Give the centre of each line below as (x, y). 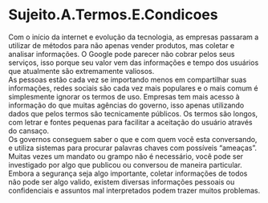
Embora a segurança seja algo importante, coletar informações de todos (128, 173)
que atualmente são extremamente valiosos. (81, 71)
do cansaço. (29, 131)
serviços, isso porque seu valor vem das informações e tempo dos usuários (134, 63)
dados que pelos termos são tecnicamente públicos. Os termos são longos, (133, 113)
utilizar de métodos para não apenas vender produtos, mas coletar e (122, 45)
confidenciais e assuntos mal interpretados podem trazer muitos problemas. (134, 190)
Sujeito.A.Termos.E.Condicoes (113, 15)
